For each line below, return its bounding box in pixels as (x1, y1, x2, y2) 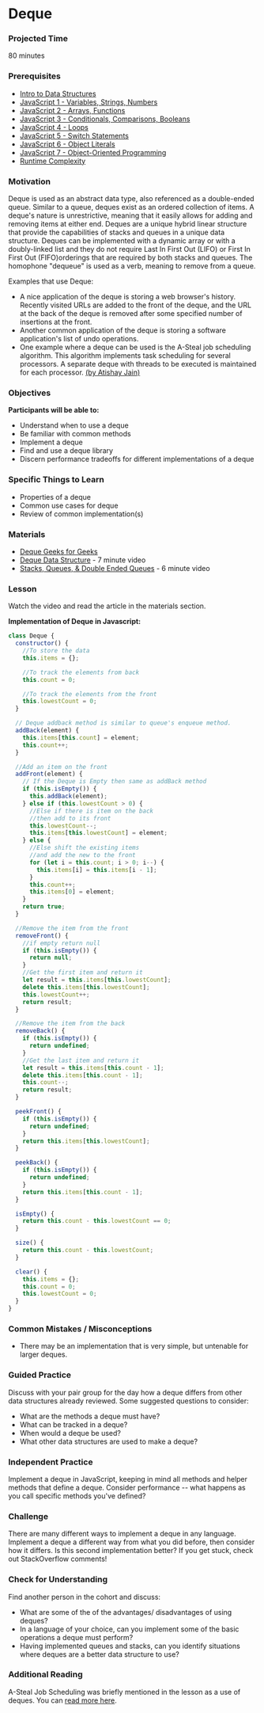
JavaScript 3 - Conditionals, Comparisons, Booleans (19, 114, 190, 124)
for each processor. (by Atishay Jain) (19, 367, 141, 377)
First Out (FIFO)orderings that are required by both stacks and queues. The (8, 253, 253, 262)
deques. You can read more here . (8, 1696, 117, 1705)
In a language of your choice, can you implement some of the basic (19, 1624, 239, 1634)
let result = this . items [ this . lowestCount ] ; (22, 976, 172, 984)
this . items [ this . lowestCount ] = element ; (28, 829, 168, 837)
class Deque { (8, 632, 55, 640)
